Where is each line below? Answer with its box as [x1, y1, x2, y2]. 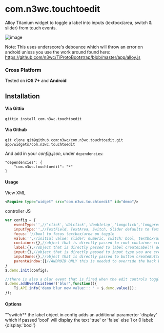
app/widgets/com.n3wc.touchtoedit [5, 142, 76, 147]
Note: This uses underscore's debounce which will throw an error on [5, 44, 143, 50]
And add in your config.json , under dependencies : [5, 151, 104, 156]
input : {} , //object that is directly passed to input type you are [14, 250, 152, 255]
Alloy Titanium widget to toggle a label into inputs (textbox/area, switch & [5, 20, 152, 26]
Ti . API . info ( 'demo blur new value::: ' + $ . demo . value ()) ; [14, 286, 137, 291]
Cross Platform [5, 66, 41, 73]
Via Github [5, 127, 27, 133]
